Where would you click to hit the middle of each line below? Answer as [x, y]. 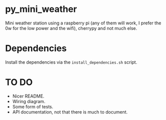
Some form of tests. [33, 107]
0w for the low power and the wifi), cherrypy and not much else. [71, 28]
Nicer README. [28, 96]
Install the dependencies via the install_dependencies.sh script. [71, 62]
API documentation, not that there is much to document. [70, 112]
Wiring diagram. [29, 101]
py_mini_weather [41, 9]
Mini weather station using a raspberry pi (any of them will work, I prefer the [83, 23]
